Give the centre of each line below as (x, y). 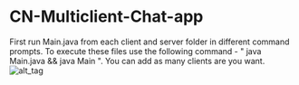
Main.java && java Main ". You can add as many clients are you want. (137, 61)
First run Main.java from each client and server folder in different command (149, 42)
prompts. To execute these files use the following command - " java (135, 51)
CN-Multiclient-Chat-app (106, 17)
